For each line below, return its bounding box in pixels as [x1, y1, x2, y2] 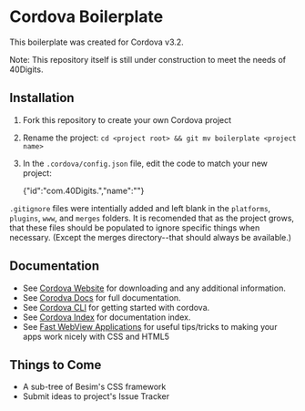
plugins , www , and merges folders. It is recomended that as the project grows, [9, 212, 294, 223]
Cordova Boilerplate [9, 6, 164, 27]
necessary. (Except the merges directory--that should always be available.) [9, 231, 292, 242]
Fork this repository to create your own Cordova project [22, 114, 232, 125]
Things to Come [9, 357, 102, 373]
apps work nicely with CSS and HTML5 [22, 331, 170, 342]
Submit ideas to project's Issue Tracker [22, 391, 170, 402]
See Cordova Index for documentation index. [22, 312, 191, 323]
